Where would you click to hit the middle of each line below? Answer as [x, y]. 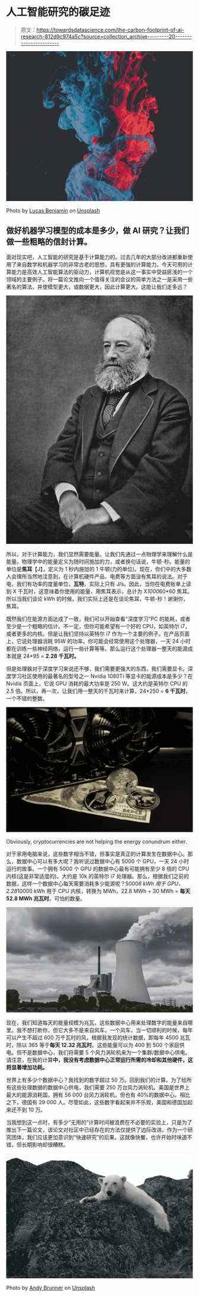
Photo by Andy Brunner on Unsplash [51, 1287]
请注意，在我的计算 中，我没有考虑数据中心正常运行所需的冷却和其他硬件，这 [99, 1060]
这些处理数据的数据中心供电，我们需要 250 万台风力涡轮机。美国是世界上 [100, 1088]
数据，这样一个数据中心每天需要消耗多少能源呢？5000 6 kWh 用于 [86, 884]
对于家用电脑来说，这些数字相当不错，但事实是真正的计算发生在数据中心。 [97, 854]
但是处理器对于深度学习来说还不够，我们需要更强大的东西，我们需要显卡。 [97, 669]
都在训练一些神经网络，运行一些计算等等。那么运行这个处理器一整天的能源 [97, 648]
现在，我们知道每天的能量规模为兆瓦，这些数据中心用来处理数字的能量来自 [97, 1023]
